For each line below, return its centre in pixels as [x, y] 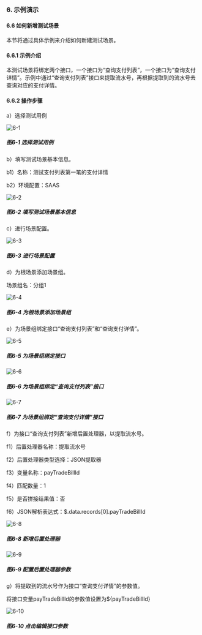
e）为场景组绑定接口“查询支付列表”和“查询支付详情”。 [74, 329]
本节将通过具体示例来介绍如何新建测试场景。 [63, 40]
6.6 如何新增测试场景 [33, 25]
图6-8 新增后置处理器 [33, 539]
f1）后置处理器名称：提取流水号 [46, 447]
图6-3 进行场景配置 [31, 256]
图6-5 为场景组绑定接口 [36, 356]
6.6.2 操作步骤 [24, 100]
